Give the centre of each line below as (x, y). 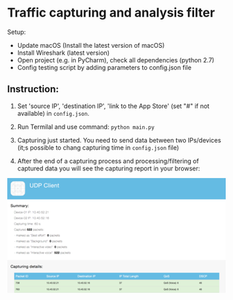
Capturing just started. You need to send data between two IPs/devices (119, 140)
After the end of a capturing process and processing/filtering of (108, 161)
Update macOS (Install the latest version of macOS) (91, 45)
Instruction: (33, 89)
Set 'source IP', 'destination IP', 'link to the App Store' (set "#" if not (113, 106)
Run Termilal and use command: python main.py (86, 127)
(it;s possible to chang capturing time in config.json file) (98, 148)
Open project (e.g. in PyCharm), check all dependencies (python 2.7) (116, 60)
